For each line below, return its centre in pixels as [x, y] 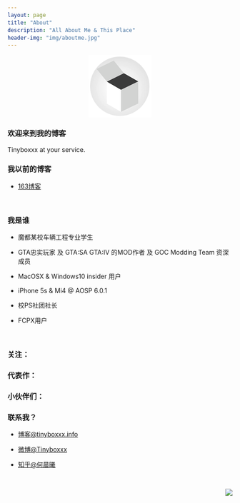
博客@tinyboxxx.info [48, 435]
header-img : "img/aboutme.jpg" [54, 38]
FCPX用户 [32, 320]
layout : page [27, 15]
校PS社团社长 [37, 305]
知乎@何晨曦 [36, 464]
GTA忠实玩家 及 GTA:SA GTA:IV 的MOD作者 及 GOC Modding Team [116, 253]
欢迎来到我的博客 [37, 133]
